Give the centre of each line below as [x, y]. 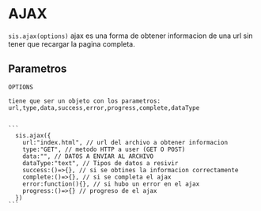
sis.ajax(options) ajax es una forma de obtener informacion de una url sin [130, 36]
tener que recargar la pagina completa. [72, 43]
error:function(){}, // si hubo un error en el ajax [111, 184]
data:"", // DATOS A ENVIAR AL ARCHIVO [88, 156]
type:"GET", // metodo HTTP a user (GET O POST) [104, 149]
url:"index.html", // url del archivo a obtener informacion [125, 142]
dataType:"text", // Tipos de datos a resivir [100, 163]
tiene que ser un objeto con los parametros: [84, 101]
